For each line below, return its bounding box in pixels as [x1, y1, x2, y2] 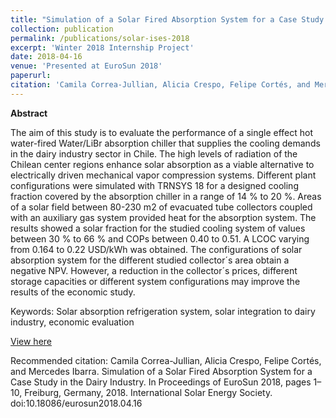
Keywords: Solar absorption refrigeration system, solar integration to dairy [10, 305, 316, 317]
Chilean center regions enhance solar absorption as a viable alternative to [10, 158, 315, 170]
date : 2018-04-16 [10, 52, 83, 62]
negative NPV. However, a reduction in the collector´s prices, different [10, 264, 298, 276]
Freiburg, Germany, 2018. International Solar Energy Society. [24, 386, 273, 398]
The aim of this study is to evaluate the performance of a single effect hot [10, 126, 314, 138]
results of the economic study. [10, 286, 136, 298]
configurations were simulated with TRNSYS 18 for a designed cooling [10, 179, 299, 191]
